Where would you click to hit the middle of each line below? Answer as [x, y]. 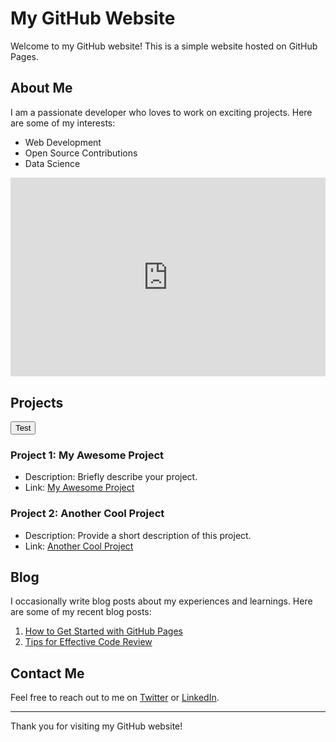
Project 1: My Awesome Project [87, 455]
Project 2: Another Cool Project [87, 514]
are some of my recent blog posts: [81, 612]
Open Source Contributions [81, 153]
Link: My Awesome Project [79, 488]
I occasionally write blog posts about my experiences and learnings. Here [161, 601]
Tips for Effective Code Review [88, 642]
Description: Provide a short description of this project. [138, 535]
